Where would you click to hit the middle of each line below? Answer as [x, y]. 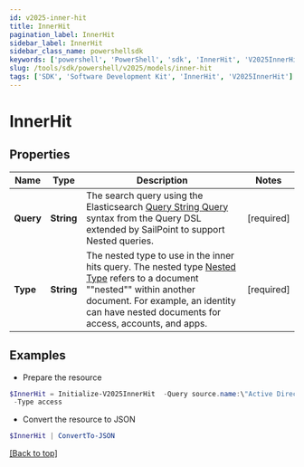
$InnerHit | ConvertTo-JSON [62, 436]
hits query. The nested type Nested [161, 266]
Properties [40, 155]
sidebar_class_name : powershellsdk [76, 52]
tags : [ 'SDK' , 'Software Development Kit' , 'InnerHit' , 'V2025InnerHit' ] [152, 77]
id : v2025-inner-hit [48, 18]
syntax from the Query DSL [143, 218]
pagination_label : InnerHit [62, 34]
